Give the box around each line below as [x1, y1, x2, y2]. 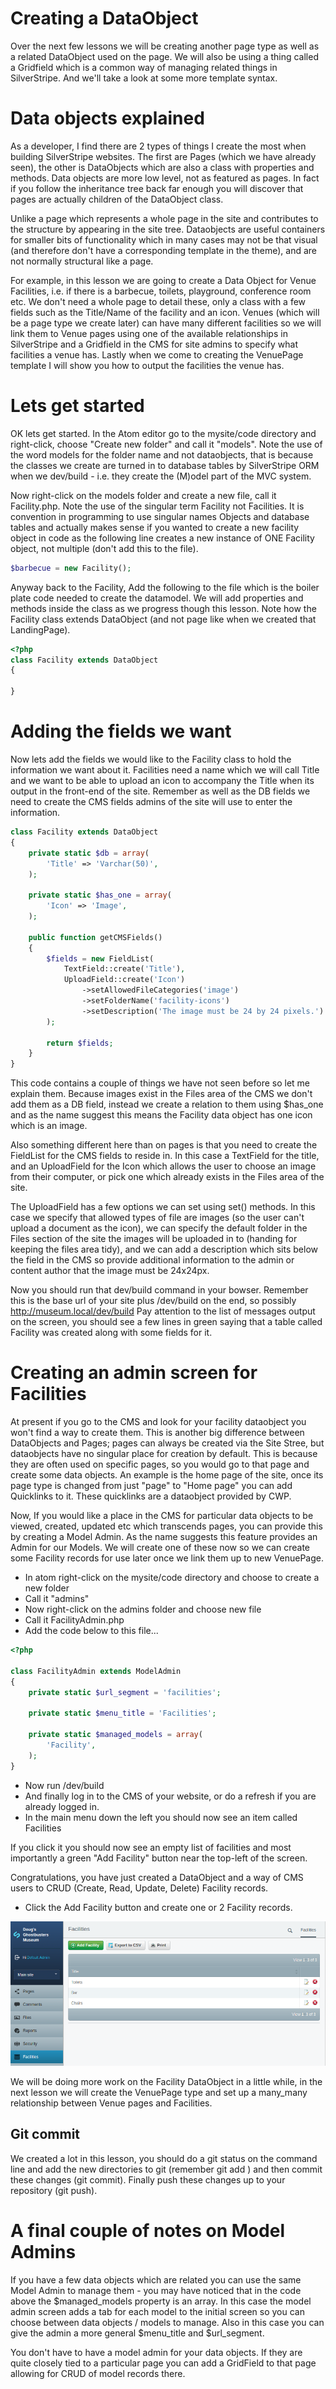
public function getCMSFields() [28, 932, 163, 942]
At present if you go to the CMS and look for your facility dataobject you [10, 1416, 307, 1428]
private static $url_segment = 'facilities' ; [28, 1687, 222, 1697]
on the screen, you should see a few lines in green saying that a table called [10, 1316, 323, 1328]
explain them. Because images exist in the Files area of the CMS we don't [10, 1088, 313, 1100]
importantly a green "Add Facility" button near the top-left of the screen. [10, 1852, 308, 1864]
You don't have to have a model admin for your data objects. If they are [10, 2346, 303, 2358]
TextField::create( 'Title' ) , [63, 964, 186, 974]
